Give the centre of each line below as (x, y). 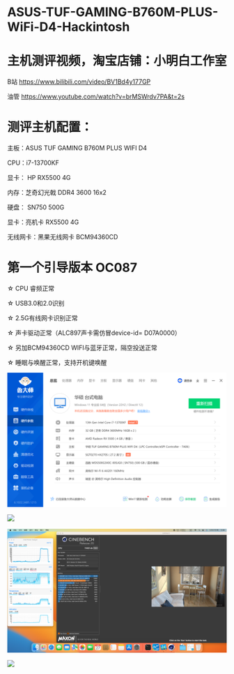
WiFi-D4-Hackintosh (69, 27)
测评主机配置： (50, 127)
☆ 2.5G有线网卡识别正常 (42, 318)
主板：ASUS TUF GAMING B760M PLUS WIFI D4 (77, 148)
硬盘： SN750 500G (36, 207)
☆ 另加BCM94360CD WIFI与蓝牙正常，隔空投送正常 (83, 347)
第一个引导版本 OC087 (72, 268)
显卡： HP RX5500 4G (39, 178)
